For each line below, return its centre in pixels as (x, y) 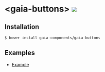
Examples (20, 53)
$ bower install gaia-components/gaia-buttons (52, 38)
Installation (22, 27)
